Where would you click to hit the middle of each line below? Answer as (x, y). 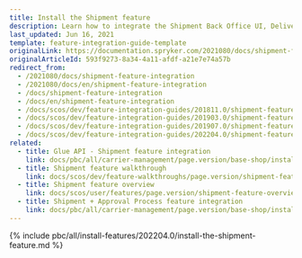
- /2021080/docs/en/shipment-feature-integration (112, 85)
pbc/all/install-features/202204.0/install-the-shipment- (154, 236)
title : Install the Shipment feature (80, 18)
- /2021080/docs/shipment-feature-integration (106, 76)
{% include (30, 236)
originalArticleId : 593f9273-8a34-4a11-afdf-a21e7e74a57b (120, 59)
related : (26, 143)
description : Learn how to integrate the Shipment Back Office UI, (138, 26)
